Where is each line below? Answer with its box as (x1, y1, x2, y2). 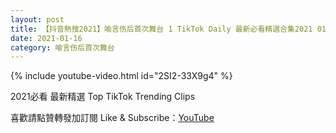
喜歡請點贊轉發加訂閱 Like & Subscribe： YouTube (10, 112, 215, 124)
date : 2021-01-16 (10, 33, 83, 43)
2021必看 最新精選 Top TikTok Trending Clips (10, 91, 196, 103)
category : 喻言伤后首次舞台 (10, 42, 115, 53)
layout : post (10, 14, 65, 25)
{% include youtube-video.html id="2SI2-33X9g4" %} (10, 70, 233, 82)
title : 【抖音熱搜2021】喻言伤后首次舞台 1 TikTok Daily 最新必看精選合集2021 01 (10, 24, 327, 34)
